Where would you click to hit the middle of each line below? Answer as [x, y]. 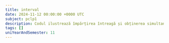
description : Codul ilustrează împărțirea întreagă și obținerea [75, 23]
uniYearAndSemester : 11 [30, 33]
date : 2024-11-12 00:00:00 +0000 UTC [45, 14]
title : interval [22, 10]
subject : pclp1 [21, 19]
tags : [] [14, 28]
